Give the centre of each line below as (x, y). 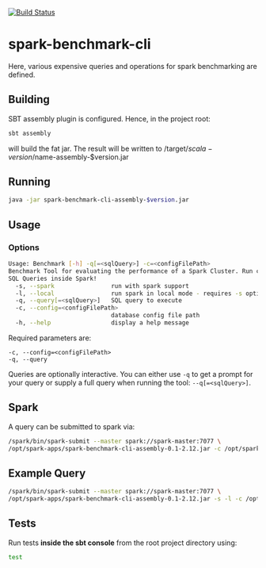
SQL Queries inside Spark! (53, 278)
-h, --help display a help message (103, 323)
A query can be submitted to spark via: (72, 426)
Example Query (47, 473)
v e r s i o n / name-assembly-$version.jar (68, 157)
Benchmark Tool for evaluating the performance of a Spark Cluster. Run (131, 271)
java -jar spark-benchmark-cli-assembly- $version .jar (99, 200)
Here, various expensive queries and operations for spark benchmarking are (133, 66)
